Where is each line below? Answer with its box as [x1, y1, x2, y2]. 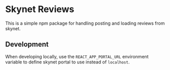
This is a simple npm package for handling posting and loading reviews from [5, 20, 165, 26]
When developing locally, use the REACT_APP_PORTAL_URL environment [5, 53, 149, 59]
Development [5, 40, 49, 49]
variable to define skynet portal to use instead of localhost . [5, 59, 130, 65]
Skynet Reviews [5, 4, 75, 15]
